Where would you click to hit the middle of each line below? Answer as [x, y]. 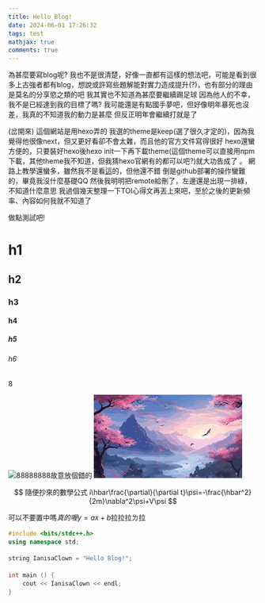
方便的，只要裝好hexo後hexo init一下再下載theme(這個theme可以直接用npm [132, 152]
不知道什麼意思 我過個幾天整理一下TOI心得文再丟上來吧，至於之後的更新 [126, 191]
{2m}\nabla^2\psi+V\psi [128, 501]
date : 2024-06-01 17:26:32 [53, 25]
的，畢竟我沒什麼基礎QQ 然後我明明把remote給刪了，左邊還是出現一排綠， [130, 181]
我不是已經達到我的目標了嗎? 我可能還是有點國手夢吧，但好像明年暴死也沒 [129, 105]
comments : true [33, 50]
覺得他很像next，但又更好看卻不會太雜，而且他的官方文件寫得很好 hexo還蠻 [132, 141]
